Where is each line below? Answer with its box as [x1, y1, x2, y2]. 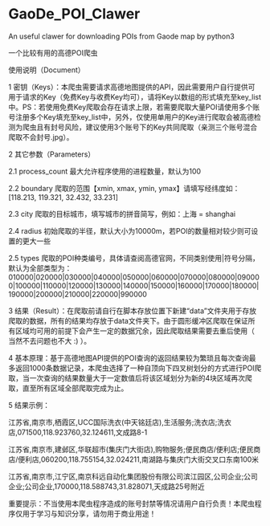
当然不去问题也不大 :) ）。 [8, 336, 92, 345]
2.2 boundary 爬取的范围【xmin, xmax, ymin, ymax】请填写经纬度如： [8, 183, 240, 193]
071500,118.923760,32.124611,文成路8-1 [17, 427, 148, 437]
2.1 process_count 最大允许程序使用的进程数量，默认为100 [8, 166, 202, 176]
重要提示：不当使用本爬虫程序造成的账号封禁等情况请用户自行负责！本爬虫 [8, 499, 255, 508]
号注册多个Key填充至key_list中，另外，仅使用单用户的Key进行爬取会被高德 [8, 112, 255, 121]
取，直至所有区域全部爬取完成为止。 [8, 383, 129, 393]
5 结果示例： [8, 400, 51, 410]
